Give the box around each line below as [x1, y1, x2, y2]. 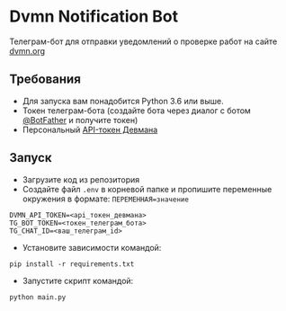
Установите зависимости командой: [22, 242, 162, 253]
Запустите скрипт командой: [22, 275, 134, 286]
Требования [9, 72, 81, 87]
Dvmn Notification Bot [9, 6, 178, 27]
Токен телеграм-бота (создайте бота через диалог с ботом [22, 105, 252, 116]
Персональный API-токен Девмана [22, 124, 158, 135]
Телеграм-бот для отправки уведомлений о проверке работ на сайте [9, 36, 278, 47]
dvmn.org [9, 45, 46, 56]
